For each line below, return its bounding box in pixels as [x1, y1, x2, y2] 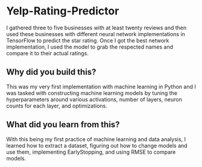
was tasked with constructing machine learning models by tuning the [6, 89, 178, 97]
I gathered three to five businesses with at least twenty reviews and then [6, 24, 187, 31]
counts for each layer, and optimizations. [6, 102, 107, 109]
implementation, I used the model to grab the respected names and [6, 43, 174, 50]
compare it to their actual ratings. [6, 49, 89, 56]
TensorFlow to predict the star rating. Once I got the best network [6, 37, 169, 44]
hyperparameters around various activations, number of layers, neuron [6, 96, 182, 103]
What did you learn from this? [6, 120, 120, 130]
